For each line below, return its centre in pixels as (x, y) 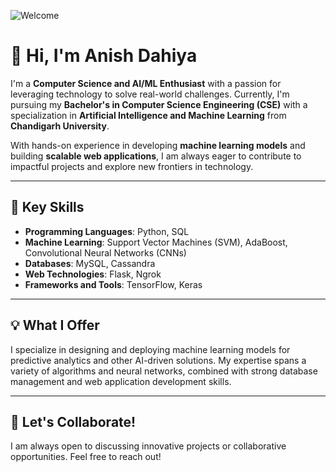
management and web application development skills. (121, 381)
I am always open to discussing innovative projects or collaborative (148, 446)
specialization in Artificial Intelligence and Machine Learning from (148, 115)
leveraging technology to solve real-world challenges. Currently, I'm (150, 94)
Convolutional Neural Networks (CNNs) (105, 252)
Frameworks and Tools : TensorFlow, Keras (113, 284)
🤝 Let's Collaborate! (73, 421)
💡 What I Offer (55, 325)
